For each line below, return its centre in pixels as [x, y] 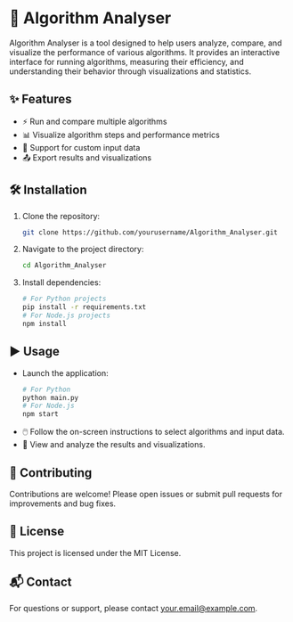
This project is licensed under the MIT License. [95, 552]
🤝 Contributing [51, 473]
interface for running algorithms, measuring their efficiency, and [126, 61]
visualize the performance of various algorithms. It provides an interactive [145, 52]
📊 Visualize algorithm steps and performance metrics [121, 135]
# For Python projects [64, 299]
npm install [44, 323]
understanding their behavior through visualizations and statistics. [130, 71]
